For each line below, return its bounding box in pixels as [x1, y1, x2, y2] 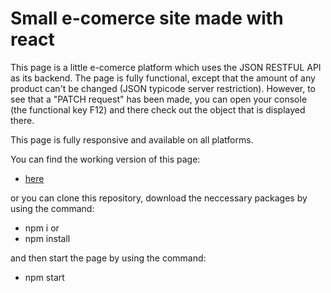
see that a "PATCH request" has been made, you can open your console [10, 93, 308, 105]
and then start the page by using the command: [10, 252, 207, 264]
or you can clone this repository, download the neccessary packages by [10, 192, 308, 204]
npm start [24, 271, 65, 283]
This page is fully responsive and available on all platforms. [10, 133, 254, 146]
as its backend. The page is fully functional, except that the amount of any [10, 72, 316, 84]
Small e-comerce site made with [10, 7, 284, 30]
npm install [24, 232, 71, 244]
